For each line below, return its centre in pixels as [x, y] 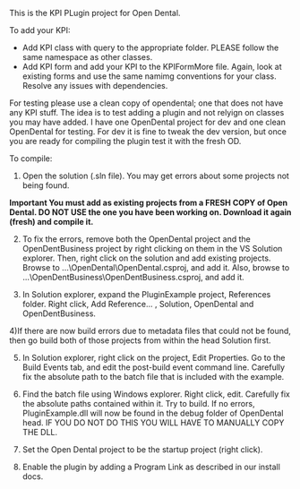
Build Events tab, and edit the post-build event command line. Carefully [153, 367]
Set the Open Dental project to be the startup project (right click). [142, 450]
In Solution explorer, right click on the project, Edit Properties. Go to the [154, 358]
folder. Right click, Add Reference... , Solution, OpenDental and [138, 304]
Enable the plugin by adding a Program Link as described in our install [151, 467]
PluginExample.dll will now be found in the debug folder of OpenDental [153, 413]
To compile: [31, 159]
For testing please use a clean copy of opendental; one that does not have [146, 103]
